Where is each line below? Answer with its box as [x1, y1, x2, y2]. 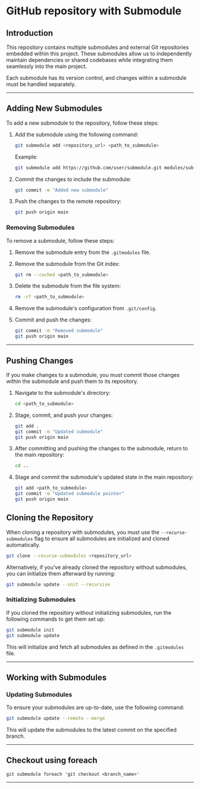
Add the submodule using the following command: [14, 131, 139, 138]
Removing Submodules [6, 224, 75, 232]
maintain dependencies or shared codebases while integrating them [6, 57, 173, 63]
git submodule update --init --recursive [6, 581, 111, 587]
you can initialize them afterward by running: [6, 570, 115, 577]
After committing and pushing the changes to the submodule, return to [14, 445, 189, 452]
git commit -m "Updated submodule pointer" [14, 491, 125, 497]
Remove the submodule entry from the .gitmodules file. [14, 249, 151, 256]
